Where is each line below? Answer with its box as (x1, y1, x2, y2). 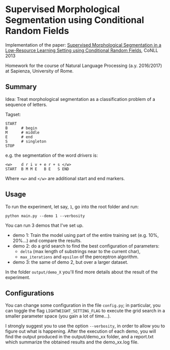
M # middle (5, 130, 40, 135)
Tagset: (5, 111, 21, 117)
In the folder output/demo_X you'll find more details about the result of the (5, 269, 158, 275)
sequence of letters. (5, 101, 47, 108)
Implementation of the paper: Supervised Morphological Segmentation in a (5, 42, 161, 48)
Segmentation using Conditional (5, 14, 145, 26)
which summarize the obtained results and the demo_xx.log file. (5, 339, 139, 345)
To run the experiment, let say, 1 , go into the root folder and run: (5, 203, 139, 209)
